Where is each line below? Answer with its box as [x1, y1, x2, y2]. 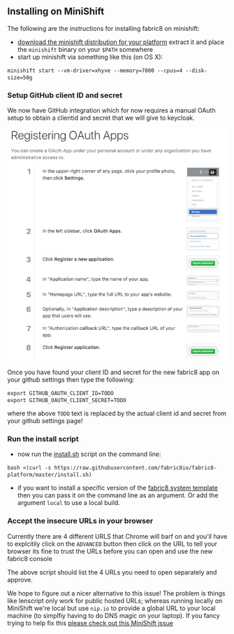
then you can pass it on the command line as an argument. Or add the [17, 491, 219, 499]
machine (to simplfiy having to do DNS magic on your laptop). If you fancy [7, 611, 220, 619]
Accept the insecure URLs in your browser [7, 516, 154, 526]
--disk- [185, 67, 208, 74]
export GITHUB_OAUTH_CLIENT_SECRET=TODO [7, 397, 127, 404]
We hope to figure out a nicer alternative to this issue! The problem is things [7, 588, 226, 598]
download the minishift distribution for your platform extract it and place [17, 38, 225, 46]
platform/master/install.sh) [7, 471, 92, 478]
